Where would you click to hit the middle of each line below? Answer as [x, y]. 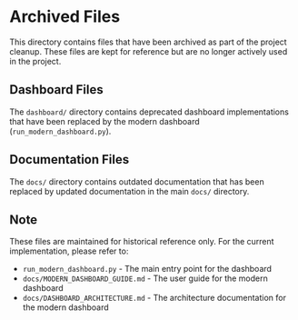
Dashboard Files [56, 90]
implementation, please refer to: [69, 251]
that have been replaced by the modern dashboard [104, 121]
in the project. [35, 61]
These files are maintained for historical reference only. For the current [142, 242]
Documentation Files [70, 160]
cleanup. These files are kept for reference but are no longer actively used [149, 51]
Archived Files [65, 17]
